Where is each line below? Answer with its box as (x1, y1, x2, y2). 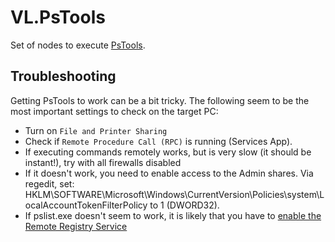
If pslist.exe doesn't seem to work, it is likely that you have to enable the (24, 209, 322, 221)
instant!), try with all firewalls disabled (24, 156, 182, 168)
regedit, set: (24, 177, 75, 190)
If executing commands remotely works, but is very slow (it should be (24, 146, 312, 158)
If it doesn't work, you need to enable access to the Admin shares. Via (24, 167, 314, 179)
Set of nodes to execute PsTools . (10, 39, 146, 51)
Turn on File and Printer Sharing (24, 124, 168, 136)
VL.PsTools (10, 6, 106, 29)
